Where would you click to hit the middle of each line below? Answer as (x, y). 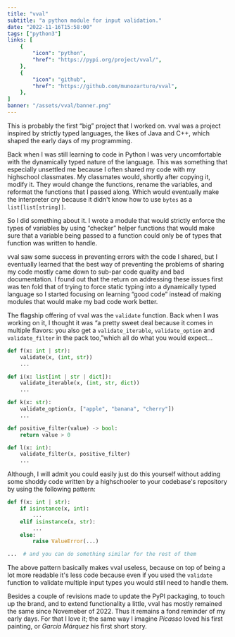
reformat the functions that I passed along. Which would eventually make (113, 192)
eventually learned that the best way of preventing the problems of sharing (116, 264)
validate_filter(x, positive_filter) (75, 454)
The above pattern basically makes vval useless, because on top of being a (116, 568)
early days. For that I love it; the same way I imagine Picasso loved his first (115, 619)
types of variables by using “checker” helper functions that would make (111, 228)
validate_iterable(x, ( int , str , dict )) (80, 383)
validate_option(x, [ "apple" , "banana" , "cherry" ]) (97, 409)
